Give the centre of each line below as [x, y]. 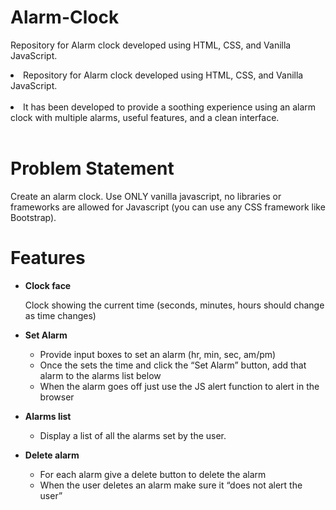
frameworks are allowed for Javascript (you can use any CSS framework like [168, 207]
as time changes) [60, 315]
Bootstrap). [33, 217]
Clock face [48, 285]
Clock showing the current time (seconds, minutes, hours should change [174, 305]
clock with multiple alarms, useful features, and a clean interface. [145, 117]
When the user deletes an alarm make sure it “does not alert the [171, 485]
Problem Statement [92, 168]
